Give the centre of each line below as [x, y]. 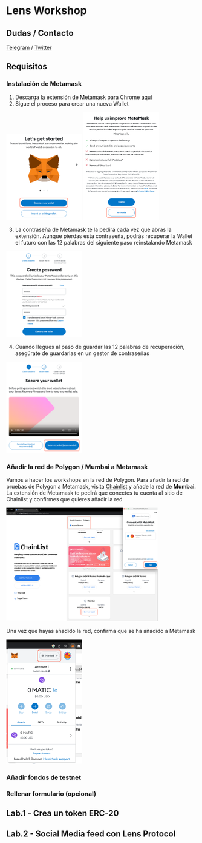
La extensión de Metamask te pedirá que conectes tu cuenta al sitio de [94, 493]
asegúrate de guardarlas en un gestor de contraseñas [82, 353]
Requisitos [27, 66]
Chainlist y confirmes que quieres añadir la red [64, 499]
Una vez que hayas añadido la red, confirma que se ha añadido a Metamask [101, 631]
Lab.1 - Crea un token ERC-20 [63, 814]
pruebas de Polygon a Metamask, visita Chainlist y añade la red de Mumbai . [101, 487]
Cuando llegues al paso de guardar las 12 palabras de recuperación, [100, 347]
